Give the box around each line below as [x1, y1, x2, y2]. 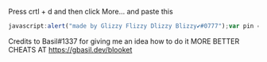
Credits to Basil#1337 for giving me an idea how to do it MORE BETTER [8, 36, 240, 46]
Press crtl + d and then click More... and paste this [8, 7, 173, 16]
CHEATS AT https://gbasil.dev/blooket [8, 45, 133, 54]
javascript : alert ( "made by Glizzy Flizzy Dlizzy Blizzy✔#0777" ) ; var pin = [8, 22, 261, 30]
